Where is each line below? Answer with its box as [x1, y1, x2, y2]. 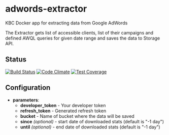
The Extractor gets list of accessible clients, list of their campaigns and [5, 29, 154, 36]
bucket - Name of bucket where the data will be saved [20, 113, 134, 119]
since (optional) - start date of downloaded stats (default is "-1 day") [20, 118, 164, 124]
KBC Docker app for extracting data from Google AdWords [5, 20, 128, 26]
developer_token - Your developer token [20, 102, 106, 108]
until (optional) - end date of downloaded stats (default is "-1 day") [20, 124, 161, 130]
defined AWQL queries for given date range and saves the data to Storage [5, 35, 160, 41]
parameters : [12, 97, 40, 103]
